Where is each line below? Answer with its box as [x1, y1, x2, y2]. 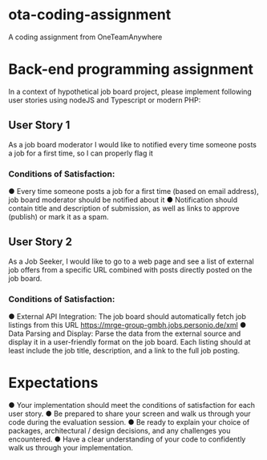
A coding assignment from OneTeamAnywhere [8, 32, 163, 42]
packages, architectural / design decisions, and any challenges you [8, 426, 231, 436]
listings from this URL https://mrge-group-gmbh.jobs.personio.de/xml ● [8, 321, 247, 330]
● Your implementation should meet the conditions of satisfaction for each [8, 401, 255, 410]
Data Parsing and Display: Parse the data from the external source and [8, 329, 241, 338]
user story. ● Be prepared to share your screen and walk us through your [8, 409, 251, 418]
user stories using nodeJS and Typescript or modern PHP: [8, 95, 201, 105]
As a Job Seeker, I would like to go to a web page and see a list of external [8, 256, 254, 266]
